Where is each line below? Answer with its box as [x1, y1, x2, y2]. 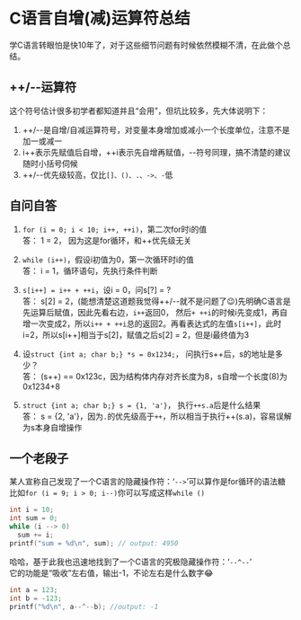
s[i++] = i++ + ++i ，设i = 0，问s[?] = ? [22, 284, 172, 295]
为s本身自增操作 [22, 421, 83, 432]
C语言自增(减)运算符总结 [9, 8, 190, 29]
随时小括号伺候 [22, 158, 78, 169]
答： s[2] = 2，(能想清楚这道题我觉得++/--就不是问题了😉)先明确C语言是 [22, 296, 292, 306]
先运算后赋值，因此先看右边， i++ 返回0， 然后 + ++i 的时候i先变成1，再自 [22, 306, 288, 317]
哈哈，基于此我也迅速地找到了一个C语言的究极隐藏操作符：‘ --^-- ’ [9, 556, 252, 567]
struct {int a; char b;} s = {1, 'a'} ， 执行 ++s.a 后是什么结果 [22, 399, 261, 410]
